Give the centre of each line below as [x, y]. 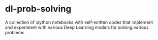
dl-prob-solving [38, 9]
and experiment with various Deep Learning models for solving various [77, 27]
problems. [15, 32]
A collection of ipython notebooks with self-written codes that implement [79, 22]
